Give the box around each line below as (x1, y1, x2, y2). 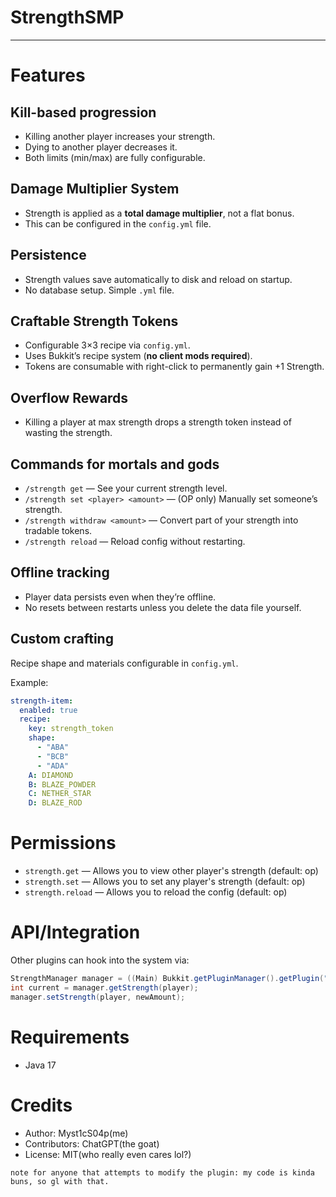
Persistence (10, 247, 87, 264)
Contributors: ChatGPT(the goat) (24, 1137, 160, 1150)
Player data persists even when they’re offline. (24, 591, 217, 603)
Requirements (10, 1026, 130, 1048)
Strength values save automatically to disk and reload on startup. (24, 273, 293, 285)
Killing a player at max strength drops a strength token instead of (24, 416, 292, 428)
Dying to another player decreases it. (24, 141, 178, 153)
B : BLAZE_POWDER (28, 779, 97, 790)
